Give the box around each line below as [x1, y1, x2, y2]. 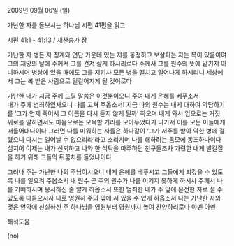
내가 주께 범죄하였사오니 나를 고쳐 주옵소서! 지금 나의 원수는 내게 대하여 [7, 101, 201, 108]
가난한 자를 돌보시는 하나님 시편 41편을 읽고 [7, 21, 126, 29]
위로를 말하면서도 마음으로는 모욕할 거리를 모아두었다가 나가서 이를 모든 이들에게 [7, 118, 226, 126]
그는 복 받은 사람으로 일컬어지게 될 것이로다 [14, 77, 133, 85]
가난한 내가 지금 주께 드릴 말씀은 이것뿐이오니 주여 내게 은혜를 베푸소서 [7, 92, 199, 100]
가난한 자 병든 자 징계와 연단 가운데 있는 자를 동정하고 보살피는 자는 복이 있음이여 [7, 51, 227, 59]
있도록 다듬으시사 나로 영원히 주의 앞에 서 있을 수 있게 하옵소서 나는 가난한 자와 [7, 194, 221, 202]
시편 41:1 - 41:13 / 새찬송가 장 [7, 36, 87, 44]
